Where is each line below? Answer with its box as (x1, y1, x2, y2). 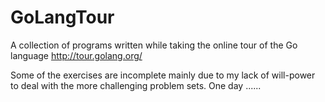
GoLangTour (10, 6, 115, 29)
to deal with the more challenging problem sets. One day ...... (10, 79, 262, 91)
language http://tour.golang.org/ (10, 49, 143, 61)
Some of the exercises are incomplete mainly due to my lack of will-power (10, 69, 316, 81)
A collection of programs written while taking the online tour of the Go (10, 39, 298, 51)
